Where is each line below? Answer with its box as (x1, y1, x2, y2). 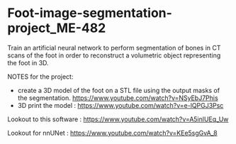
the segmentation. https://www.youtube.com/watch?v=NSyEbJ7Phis (17, 94, 218, 102)
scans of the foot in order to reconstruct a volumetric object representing (7, 51, 221, 60)
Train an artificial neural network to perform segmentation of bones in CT (7, 43, 221, 52)
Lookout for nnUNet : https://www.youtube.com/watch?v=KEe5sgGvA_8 (7, 128, 218, 137)
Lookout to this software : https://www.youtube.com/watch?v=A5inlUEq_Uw (7, 115, 229, 123)
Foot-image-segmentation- (7, 5, 172, 21)
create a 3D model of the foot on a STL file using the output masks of (17, 86, 220, 94)
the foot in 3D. (7, 58, 49, 67)
